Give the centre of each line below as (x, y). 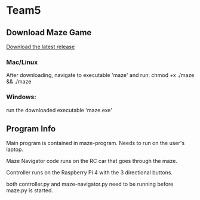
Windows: (21, 97)
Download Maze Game (49, 33)
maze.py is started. (30, 190)
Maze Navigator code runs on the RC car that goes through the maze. (92, 161)
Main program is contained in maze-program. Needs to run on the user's (96, 143)
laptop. (15, 149)
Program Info (31, 129)
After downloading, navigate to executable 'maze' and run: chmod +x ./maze (100, 75)
